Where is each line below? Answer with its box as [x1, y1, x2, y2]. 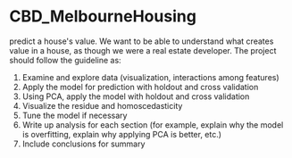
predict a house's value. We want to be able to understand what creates [9, 36, 274, 46]
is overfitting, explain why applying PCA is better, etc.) [21, 129, 221, 139]
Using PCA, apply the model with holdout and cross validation [21, 91, 250, 102]
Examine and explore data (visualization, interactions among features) [21, 71, 279, 82]
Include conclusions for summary [21, 138, 146, 149]
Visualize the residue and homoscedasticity [21, 100, 183, 111]
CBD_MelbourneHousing [9, 6, 196, 27]
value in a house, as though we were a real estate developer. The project [9, 45, 277, 55]
